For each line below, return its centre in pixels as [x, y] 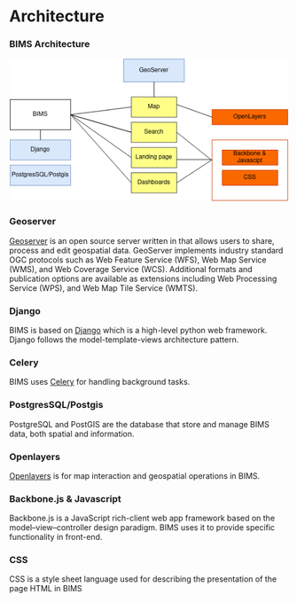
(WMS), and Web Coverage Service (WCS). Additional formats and [131, 269]
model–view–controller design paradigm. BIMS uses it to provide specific [142, 528]
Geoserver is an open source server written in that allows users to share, [142, 240]
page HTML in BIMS [46, 589]
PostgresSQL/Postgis [56, 405]
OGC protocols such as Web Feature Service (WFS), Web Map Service [138, 260]
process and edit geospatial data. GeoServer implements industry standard [146, 250]
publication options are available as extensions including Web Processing [143, 278]
